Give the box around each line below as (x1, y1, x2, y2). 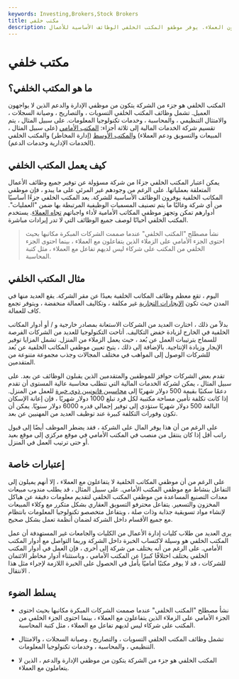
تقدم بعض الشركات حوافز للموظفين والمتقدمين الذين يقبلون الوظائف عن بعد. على (8, 371, 226, 380)
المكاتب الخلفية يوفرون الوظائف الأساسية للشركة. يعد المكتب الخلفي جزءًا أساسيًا (8, 193, 223, 202)
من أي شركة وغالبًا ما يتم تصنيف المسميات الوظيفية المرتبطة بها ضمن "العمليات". (8, 201, 223, 209)
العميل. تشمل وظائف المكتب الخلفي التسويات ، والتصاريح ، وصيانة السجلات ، (8, 108, 211, 117)
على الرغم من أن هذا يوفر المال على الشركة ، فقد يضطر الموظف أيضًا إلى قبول (8, 423, 218, 431)
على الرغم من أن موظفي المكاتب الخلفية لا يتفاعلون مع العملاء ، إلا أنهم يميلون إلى (8, 477, 226, 486)
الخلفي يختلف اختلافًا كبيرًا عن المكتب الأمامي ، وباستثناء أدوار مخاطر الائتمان (8, 551, 209, 560)
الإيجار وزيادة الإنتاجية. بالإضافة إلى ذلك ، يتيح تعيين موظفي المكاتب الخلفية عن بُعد (8, 343, 223, 351)
